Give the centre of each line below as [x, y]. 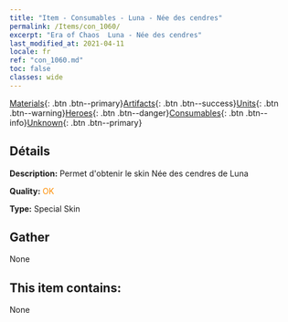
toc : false [30, 69]
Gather [30, 237]
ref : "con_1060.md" [47, 60]
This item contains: [65, 288]
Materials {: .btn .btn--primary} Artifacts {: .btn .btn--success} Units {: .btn [144, 103]
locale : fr [30, 52]
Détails [30, 151]
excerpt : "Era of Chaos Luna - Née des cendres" [106, 35]
